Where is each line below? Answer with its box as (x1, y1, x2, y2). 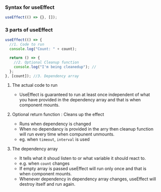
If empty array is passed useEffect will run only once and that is (19, 166, 146, 172)
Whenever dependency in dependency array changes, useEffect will (19, 176, 156, 182)
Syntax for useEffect (5, 4, 55, 11)
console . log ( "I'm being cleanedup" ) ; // (14, 64, 97, 69)
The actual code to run (12, 82, 58, 88)
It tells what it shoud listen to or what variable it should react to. (19, 155, 146, 161)
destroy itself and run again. (19, 181, 76, 187)
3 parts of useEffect (5, 26, 53, 33)
